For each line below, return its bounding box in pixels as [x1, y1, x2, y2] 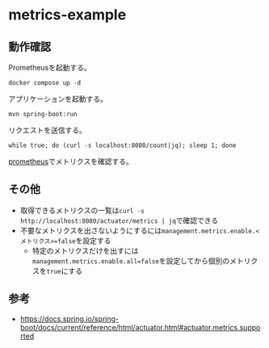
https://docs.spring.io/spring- [19, 313, 120, 324]
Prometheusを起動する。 [8, 63, 91, 72]
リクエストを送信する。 [8, 125, 86, 135]
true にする [46, 266, 83, 275]
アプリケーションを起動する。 [8, 94, 107, 103]
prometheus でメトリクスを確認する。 [8, 157, 133, 166]
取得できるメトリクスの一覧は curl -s [19, 205, 145, 215]
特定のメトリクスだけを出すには [32, 245, 139, 255]
